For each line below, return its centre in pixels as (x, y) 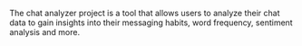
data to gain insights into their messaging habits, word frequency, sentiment (151, 23)
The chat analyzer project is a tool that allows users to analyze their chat (145, 13)
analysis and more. (44, 32)
